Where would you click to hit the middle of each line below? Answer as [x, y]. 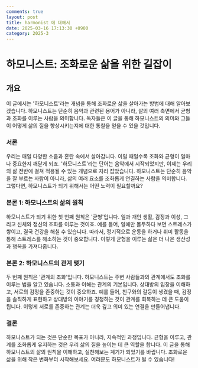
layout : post [22, 17]
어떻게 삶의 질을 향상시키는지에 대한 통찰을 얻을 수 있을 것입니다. [86, 126]
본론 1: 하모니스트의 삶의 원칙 [45, 203]
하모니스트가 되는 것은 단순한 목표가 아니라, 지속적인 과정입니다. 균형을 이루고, [96, 337]
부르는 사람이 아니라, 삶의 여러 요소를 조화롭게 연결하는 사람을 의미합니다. [103, 178]
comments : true [25, 12]
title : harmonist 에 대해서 [38, 22]
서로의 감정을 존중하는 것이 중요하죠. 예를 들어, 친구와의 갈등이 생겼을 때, [97, 292]
